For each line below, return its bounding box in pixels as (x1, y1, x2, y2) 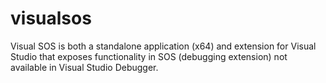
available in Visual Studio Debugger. (10, 61, 159, 73)
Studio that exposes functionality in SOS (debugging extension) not (10, 50, 288, 62)
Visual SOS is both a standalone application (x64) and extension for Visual (10, 40, 317, 52)
